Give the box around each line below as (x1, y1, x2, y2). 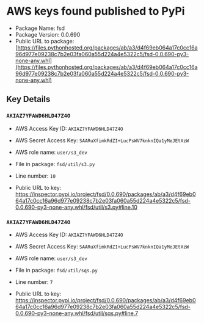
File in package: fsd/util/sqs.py (15, 266, 98, 274)
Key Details (6, 94, 51, 104)
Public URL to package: (15, 37, 75, 45)
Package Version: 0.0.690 (15, 31, 81, 38)
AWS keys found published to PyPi (6, 4, 185, 18)
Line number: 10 (15, 172, 56, 180)
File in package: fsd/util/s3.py (15, 160, 95, 167)
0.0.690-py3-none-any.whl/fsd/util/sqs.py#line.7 (15, 310, 139, 317)
